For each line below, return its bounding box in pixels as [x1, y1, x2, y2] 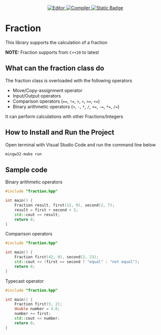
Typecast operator [5, 278, 44, 284]
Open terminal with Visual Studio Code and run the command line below [5, 141, 156, 147]
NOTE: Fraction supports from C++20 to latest [5, 49, 99, 55]
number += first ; [14, 311, 51, 316]
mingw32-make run [5, 151, 42, 157]
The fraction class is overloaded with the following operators [5, 77, 133, 83]
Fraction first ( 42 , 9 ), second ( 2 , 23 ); [14, 255, 99, 260]
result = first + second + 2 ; [14, 207, 79, 212]
